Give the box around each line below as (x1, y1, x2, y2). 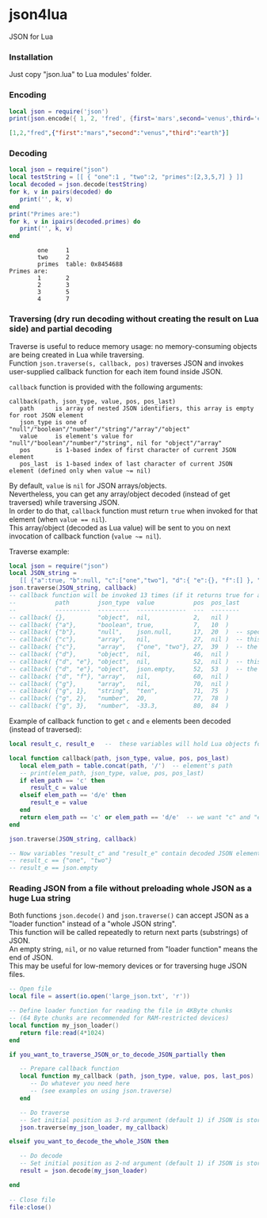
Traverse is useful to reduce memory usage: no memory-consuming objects (9, 341, 257, 350)
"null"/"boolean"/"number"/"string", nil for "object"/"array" (9, 439, 223, 447)
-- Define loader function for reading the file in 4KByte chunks (9, 1007, 233, 1015)
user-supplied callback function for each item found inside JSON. (9, 366, 223, 376)
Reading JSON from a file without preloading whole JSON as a (9, 883, 253, 894)
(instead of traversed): (9, 725, 82, 734)
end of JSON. (9, 953, 54, 963)
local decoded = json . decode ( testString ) (9, 181, 148, 189)
